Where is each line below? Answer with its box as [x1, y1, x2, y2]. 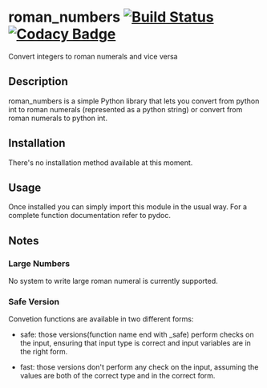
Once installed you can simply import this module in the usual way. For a [8, 202, 247, 212]
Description [8, 75, 68, 88]
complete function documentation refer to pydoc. [8, 211, 171, 220]
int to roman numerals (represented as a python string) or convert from [8, 104, 243, 114]
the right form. [19, 347, 68, 357]
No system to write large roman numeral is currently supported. [8, 277, 218, 286]
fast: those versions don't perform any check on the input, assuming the [19, 362, 259, 372]
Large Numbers [8, 257, 71, 269]
